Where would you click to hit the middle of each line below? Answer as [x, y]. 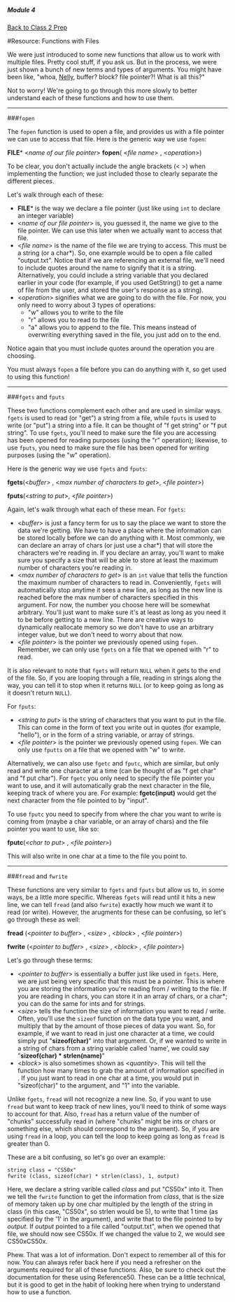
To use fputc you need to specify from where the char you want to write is [114, 814]
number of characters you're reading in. [75, 567]
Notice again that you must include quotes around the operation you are [111, 348]
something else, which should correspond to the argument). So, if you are [114, 1128]
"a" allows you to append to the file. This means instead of [112, 327]
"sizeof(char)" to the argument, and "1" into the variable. [99, 1085]
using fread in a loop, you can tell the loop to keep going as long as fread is [116, 1136]
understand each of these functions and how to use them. [91, 97]
